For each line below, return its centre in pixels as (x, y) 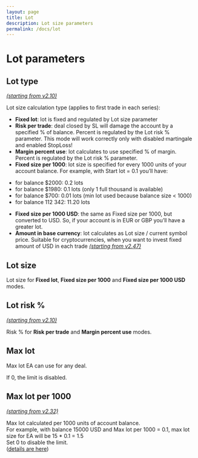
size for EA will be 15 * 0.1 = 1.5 (45, 436)
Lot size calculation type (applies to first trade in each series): (83, 108)
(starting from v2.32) (32, 411)
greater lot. (29, 227)
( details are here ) (28, 449)
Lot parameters (46, 59)
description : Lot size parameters (50, 23)
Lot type (22, 81)
